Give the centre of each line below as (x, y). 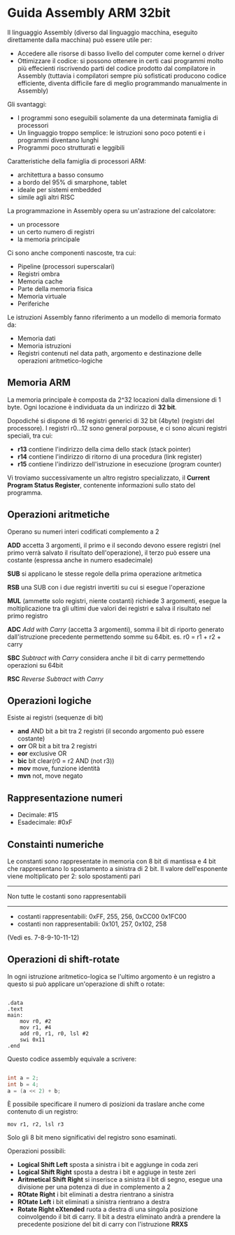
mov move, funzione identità (58, 769)
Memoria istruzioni (44, 346)
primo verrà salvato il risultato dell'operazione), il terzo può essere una (109, 553)
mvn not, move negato (50, 776)
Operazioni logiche (50, 700)
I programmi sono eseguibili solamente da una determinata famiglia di (117, 118)
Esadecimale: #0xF (45, 823)
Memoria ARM (39, 383)
